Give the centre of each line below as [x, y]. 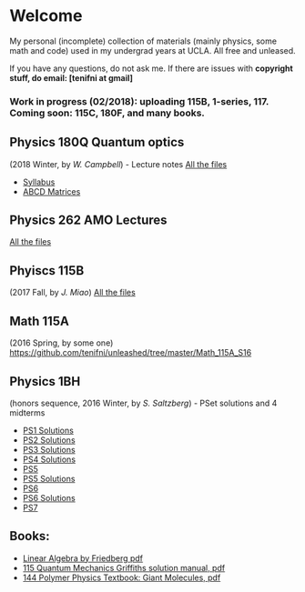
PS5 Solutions [49, 478]
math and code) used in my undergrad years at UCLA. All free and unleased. [152, 50]
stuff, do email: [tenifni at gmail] [71, 77]
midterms [27, 412]
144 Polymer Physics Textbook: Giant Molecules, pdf [122, 577]
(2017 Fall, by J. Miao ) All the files [73, 293]
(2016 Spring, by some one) [61, 343]
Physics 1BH [45, 381]
